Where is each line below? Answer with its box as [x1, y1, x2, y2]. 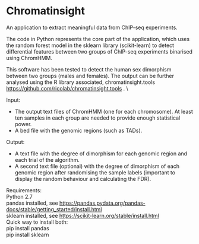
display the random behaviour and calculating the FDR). [14, 175, 151, 182]
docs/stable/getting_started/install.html [6, 205, 102, 212]
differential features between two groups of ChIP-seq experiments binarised [6, 48, 193, 55]
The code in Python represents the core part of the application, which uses [6, 35, 190, 42]
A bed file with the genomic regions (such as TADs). [14, 127, 143, 134]
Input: [6, 96, 21, 104]
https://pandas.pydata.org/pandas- [59, 199, 146, 207]
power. [14, 120, 32, 127]
